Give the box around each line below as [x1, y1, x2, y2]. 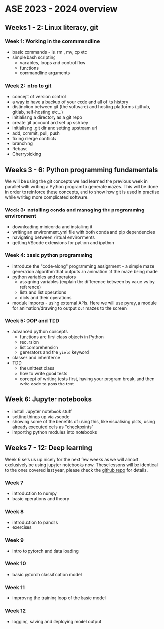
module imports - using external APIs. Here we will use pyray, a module [12, 300, 157, 306]
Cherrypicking [12, 151, 42, 157]
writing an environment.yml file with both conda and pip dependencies [12, 229, 156, 235]
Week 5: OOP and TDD [5, 317, 60, 324]
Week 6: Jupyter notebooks [5, 395, 92, 404]
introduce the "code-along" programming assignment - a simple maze [12, 263, 155, 269]
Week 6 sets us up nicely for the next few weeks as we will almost [5, 456, 139, 462]
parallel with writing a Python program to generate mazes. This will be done [5, 183, 158, 189]
